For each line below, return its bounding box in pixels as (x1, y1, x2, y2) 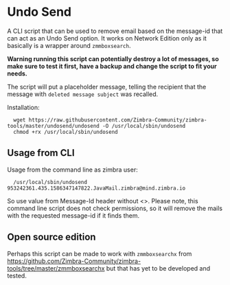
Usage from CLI (7, 147, 75, 159)
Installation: (7, 103, 40, 111)
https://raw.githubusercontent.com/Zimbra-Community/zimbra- (28, 116, 207, 124)
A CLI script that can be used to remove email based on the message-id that (7, 27, 223, 35)
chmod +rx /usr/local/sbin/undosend (13, 128, 118, 135)
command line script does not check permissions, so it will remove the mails (7, 204, 223, 212)
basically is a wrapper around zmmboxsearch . (7, 41, 131, 49)
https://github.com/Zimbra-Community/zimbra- (7, 257, 141, 265)
